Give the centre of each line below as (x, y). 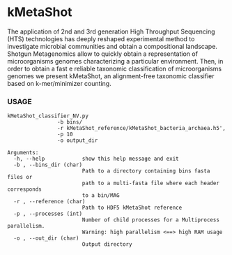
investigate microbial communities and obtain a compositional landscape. (113, 46)
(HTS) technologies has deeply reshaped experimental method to (101, 38)
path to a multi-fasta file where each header (150, 183)
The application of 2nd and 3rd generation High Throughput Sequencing (111, 31)
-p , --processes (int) (48, 214)
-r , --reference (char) (49, 202)
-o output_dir (77, 140)
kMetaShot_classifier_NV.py (48, 116)
